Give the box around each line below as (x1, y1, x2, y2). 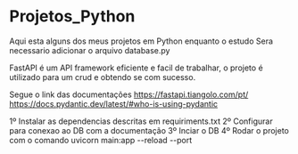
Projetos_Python (9, 6, 136, 27)
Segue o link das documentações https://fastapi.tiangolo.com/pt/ (9, 89, 249, 100)
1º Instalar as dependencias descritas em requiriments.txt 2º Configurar (9, 116, 274, 126)
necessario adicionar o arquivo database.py (9, 45, 170, 55)
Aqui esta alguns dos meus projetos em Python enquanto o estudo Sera (9, 36, 274, 46)
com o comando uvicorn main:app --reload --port (9, 134, 193, 145)
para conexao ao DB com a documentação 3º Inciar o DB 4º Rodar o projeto (9, 125, 290, 135)
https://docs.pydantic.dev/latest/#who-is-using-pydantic (9, 98, 219, 109)
